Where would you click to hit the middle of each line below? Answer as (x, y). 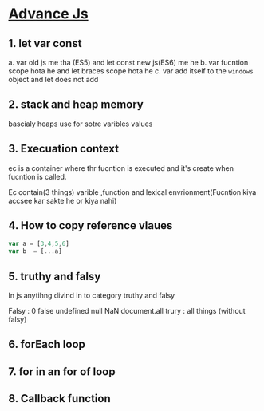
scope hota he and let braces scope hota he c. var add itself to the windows (131, 71)
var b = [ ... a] (35, 251)
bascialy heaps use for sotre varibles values (81, 124)
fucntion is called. (37, 176)
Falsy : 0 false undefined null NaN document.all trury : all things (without (127, 311)
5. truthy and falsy (55, 276)
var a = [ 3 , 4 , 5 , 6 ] (39, 244)
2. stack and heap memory (76, 105)
